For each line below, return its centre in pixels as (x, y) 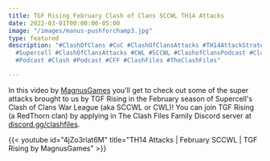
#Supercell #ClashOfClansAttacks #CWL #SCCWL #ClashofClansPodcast (131, 53)
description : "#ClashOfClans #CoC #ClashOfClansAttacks (104, 46)
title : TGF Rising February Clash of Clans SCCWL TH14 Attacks (117, 16)
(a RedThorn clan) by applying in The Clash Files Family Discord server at (130, 115)
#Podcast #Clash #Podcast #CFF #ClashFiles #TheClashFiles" (118, 61)
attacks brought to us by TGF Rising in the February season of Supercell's (131, 99)
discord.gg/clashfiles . (44, 124)
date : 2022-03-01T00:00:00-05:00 (64, 23)
